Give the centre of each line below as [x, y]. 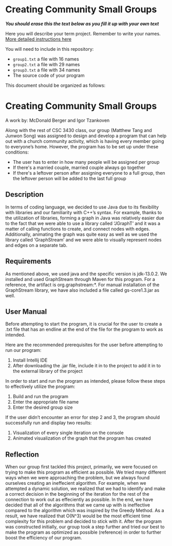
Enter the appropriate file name [46, 402]
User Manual [26, 312]
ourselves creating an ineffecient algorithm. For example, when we [76, 483]
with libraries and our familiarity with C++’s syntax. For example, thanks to [84, 212]
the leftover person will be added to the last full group [70, 178]
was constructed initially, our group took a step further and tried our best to [85, 527]
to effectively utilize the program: [40, 387]
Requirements [28, 261]
